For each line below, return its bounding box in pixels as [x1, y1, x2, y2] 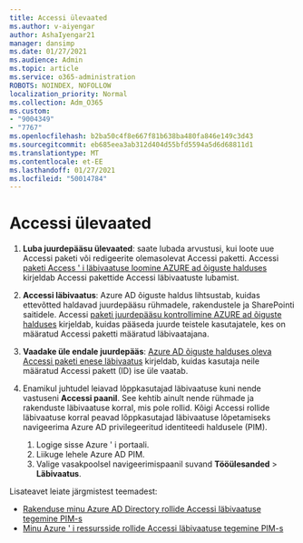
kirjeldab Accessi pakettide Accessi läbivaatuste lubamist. [22, 272, 239, 283]
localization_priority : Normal [9, 89, 128, 98]
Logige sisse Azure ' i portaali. [35, 439, 150, 450]
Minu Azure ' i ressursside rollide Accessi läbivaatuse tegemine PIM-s [22, 523, 284, 534]
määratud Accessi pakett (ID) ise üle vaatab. [22, 366, 189, 377]
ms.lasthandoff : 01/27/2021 [9, 166, 116, 175]
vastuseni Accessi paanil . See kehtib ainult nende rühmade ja [22, 393, 254, 404]
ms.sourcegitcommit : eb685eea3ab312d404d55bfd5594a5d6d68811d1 [9, 140, 254, 149]
